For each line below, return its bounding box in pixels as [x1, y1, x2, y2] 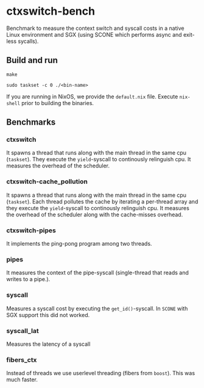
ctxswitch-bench [6, 4, 96, 18]
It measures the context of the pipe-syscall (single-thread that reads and [6, 269, 189, 276]
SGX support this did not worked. [6, 311, 90, 318]
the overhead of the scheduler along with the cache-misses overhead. [6, 211, 183, 218]
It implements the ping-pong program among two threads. [6, 240, 152, 247]
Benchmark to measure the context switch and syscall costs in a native [6, 24, 185, 32]
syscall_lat [6, 326, 39, 335]
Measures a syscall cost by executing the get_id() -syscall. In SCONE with [6, 304, 188, 312]
